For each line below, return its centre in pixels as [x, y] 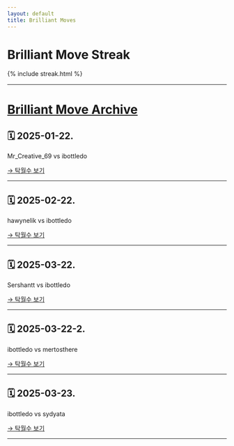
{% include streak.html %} [45, 74]
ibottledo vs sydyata [36, 414]
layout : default [31, 14]
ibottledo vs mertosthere [42, 349]
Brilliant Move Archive [72, 109]
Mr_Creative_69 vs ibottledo [47, 156]
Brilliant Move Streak [69, 55]
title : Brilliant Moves [42, 20]
